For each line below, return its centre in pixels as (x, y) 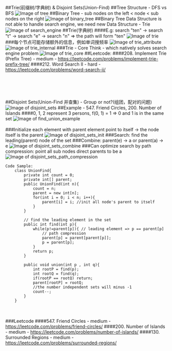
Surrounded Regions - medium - (40, 337)
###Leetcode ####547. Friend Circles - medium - (58, 321)
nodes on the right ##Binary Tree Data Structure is (83, 19)
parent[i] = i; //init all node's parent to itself (98, 202)
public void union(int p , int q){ (62, 265)
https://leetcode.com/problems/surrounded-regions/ (61, 343)
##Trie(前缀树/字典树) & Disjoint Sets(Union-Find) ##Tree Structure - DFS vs (86, 7)
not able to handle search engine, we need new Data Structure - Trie (78, 24)
